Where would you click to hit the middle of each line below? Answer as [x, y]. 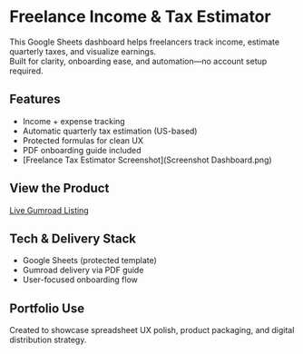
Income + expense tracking [73, 121]
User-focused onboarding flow [80, 280]
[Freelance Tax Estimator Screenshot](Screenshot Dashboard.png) [147, 160]
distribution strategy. [48, 340]
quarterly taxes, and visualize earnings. [83, 51]
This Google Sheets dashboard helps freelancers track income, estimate [144, 42]
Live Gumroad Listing [49, 210]
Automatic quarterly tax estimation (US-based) [110, 131]
